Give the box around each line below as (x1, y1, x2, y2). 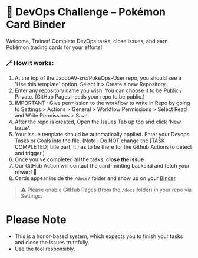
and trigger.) (14, 150, 45, 157)
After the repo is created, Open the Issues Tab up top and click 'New (14, 118, 181, 126)
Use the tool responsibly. (14, 245, 75, 253)
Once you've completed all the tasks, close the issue (14, 156, 144, 163)
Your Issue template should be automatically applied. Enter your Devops (14, 131, 190, 138)
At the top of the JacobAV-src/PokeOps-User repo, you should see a (14, 74, 181, 81)
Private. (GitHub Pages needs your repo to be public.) (14, 93, 146, 100)
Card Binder (6, 18, 66, 31)
